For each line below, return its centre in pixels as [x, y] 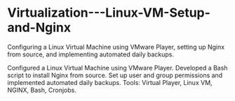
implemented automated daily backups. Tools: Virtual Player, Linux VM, [110, 82]
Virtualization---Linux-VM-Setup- [109, 13]
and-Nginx [39, 28]
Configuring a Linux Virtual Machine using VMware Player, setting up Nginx [116, 47]
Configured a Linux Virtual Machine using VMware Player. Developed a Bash [117, 68]
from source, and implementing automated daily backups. [90, 54]
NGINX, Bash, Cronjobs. [42, 90]
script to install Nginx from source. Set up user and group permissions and [115, 75]
